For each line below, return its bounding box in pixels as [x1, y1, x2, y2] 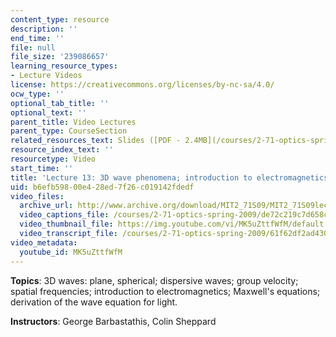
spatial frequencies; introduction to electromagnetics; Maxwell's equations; [10, 285, 321, 297]
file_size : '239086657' [10, 52, 110, 62]
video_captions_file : [19, 210, 110, 220]
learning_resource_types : [10, 61, 118, 71]
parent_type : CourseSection [10, 126, 128, 136]
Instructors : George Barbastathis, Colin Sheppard [10, 315, 217, 327]
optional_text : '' [10, 107, 87, 118]
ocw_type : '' [10, 89, 65, 99]
